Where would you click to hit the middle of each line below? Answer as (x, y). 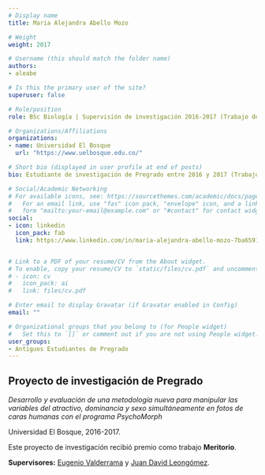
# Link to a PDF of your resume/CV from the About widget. (107, 262)
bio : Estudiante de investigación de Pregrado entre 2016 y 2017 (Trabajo (134, 175)
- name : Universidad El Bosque (60, 146)
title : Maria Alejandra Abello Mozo (68, 23)
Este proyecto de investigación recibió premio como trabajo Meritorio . (122, 447)
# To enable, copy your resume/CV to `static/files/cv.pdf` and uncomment (134, 269)
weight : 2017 (30, 44)
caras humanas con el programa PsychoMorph (86, 417)
